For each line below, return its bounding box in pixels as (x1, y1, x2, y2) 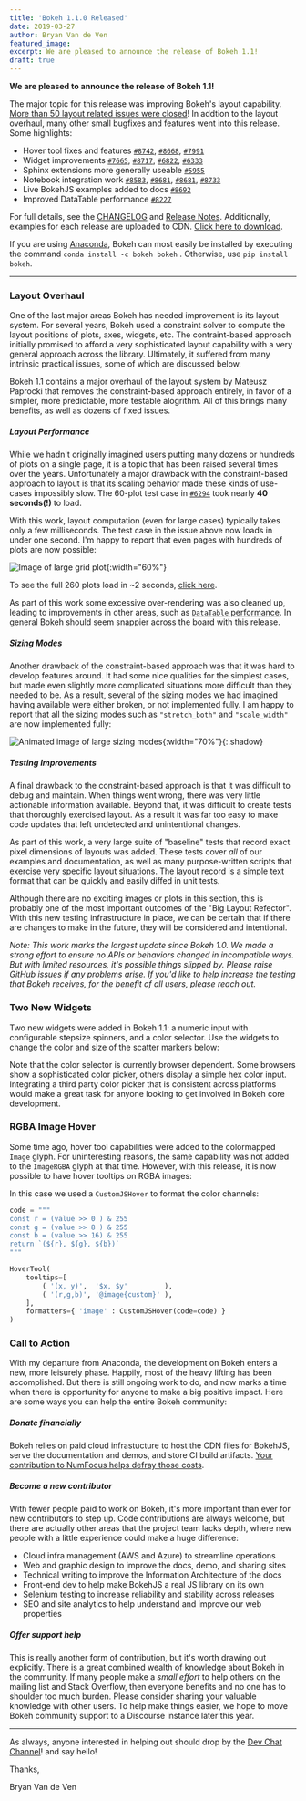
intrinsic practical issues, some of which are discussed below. (9, 358, 241, 369)
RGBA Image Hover (9, 1121, 96, 1133)
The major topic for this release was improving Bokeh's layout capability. (9, 98, 282, 109)
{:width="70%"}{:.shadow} (162, 736, 264, 748)
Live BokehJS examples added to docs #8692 (22, 184, 191, 194)
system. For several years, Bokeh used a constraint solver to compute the (9, 320, 286, 331)
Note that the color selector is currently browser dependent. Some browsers (9, 1059, 296, 1070)
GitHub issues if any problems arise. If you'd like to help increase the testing (9, 968, 296, 980)
